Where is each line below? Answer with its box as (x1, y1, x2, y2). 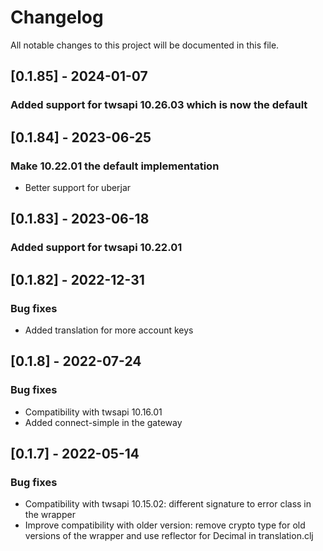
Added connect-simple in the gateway (24, 416, 183, 428)
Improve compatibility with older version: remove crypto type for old (24, 519, 306, 531)
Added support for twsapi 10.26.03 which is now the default (10, 98, 308, 112)
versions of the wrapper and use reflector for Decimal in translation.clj (24, 530, 314, 542)
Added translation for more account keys (24, 324, 194, 336)
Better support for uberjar (24, 181, 132, 193)
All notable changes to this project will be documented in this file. (10, 39, 280, 51)
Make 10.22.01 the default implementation (10, 159, 220, 173)
